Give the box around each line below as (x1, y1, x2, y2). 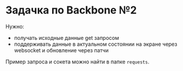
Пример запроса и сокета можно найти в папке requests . (5, 58, 150, 65)
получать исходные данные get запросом (13, 34, 120, 41)
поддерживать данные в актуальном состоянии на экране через (13, 40, 177, 48)
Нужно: (5, 23, 25, 30)
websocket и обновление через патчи (13, 46, 109, 53)
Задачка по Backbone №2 (5, 4, 137, 17)
